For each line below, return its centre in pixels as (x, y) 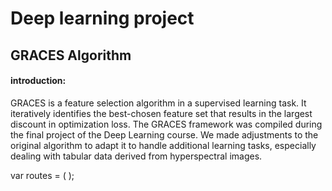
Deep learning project (102, 18)
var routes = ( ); (42, 175)
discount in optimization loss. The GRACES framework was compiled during (166, 124)
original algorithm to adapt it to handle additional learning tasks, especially (163, 145)
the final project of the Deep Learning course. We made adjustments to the (164, 134)
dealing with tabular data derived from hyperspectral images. (136, 156)
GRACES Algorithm (71, 55)
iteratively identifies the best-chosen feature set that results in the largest (161, 113)
